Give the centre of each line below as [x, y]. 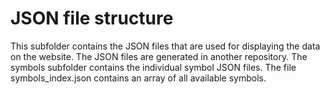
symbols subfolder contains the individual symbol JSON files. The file [153, 67]
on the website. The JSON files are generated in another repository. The [159, 56]
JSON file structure [92, 18]
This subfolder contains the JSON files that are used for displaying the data [165, 46]
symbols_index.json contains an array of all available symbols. [138, 78]
